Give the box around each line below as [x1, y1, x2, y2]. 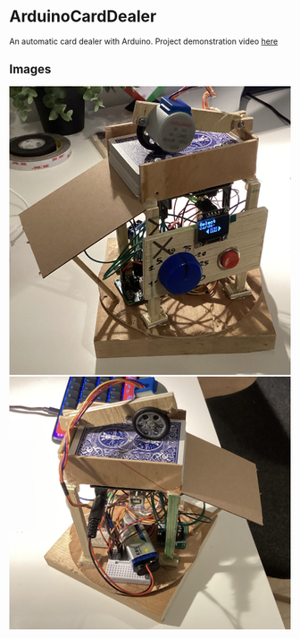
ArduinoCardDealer [9, 6, 157, 27]
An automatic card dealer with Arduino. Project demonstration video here [9, 36, 279, 47]
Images [9, 62, 52, 77]
